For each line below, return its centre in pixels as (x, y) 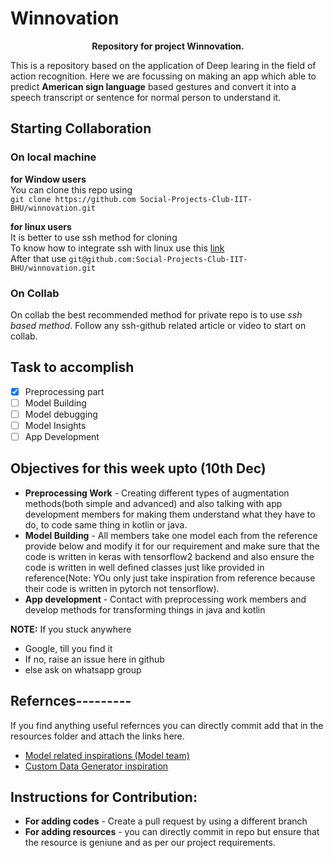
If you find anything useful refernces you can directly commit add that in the (167, 725)
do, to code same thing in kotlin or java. (106, 524)
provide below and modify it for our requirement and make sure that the (172, 546)
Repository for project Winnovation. (168, 46)
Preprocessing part (64, 391)
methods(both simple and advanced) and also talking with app (153, 503)
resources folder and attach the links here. (97, 736)
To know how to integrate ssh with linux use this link (117, 248)
